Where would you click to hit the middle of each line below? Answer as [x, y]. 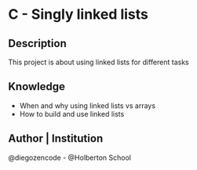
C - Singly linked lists [78, 14]
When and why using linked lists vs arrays [87, 105]
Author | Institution [56, 139]
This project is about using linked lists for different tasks [99, 62]
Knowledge [36, 87]
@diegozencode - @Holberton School [70, 157]
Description [37, 43]
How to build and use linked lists [72, 114]
